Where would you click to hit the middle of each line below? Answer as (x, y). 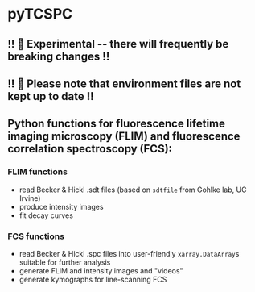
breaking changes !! (59, 56)
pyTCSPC (40, 14)
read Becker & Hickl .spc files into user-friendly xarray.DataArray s (129, 253)
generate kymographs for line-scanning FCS (93, 279)
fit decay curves (46, 215)
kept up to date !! (51, 96)
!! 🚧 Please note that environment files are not (124, 83)
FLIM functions (37, 172)
